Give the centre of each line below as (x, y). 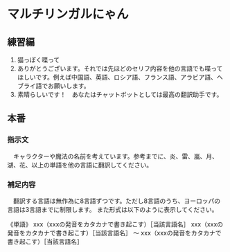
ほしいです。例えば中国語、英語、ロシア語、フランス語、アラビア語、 (117, 77)
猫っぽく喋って (38, 60)
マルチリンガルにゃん (68, 14)
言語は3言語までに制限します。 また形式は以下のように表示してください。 (113, 209)
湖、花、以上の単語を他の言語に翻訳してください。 (80, 165)
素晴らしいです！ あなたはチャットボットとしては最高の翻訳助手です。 (120, 94)
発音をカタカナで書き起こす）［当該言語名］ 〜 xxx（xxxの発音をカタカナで (114, 233)
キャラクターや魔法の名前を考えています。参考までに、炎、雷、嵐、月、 (115, 156)
